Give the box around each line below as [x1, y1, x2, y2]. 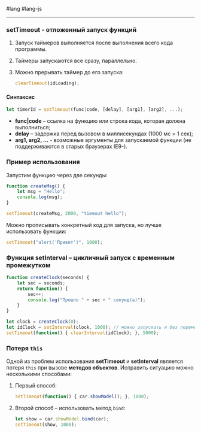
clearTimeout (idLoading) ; [14, 80, 80, 86]
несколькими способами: [6, 371, 72, 378]
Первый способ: [14, 382, 57, 389]
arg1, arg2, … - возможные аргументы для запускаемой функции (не [14, 137, 191, 144]
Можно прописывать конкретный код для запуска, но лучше [6, 221, 162, 228]
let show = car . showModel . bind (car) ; [14, 416, 109, 422]
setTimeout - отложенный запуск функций [6, 25, 137, 34]
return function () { [17, 286, 68, 292]
